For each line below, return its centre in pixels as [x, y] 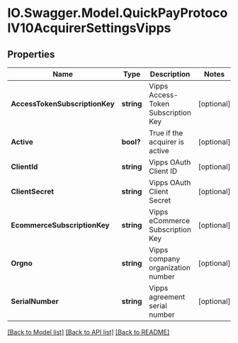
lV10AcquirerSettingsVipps [89, 28]
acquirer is [166, 142]
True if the [166, 133]
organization [170, 268]
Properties [31, 54]
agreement [167, 297]
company [164, 259]
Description [170, 74]
